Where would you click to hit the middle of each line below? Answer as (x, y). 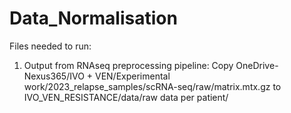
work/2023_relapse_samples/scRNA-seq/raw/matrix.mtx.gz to (152, 86)
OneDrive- (257, 65)
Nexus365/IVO (54, 76)
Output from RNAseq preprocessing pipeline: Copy (128, 65)
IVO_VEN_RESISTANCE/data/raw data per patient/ (126, 97)
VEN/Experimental (132, 76)
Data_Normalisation (93, 18)
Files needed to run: (50, 46)
